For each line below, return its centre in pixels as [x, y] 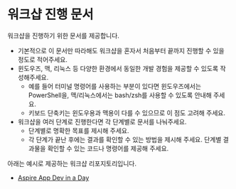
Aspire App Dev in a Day [53, 178]
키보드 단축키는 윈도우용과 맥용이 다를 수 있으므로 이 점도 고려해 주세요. [127, 113]
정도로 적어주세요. [42, 59]
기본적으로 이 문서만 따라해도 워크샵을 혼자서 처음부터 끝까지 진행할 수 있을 [121, 50]
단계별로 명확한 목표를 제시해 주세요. [79, 130]
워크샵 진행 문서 [50, 15]
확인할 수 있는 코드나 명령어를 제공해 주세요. [108, 148]
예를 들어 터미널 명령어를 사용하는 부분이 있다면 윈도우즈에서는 [114, 86]
